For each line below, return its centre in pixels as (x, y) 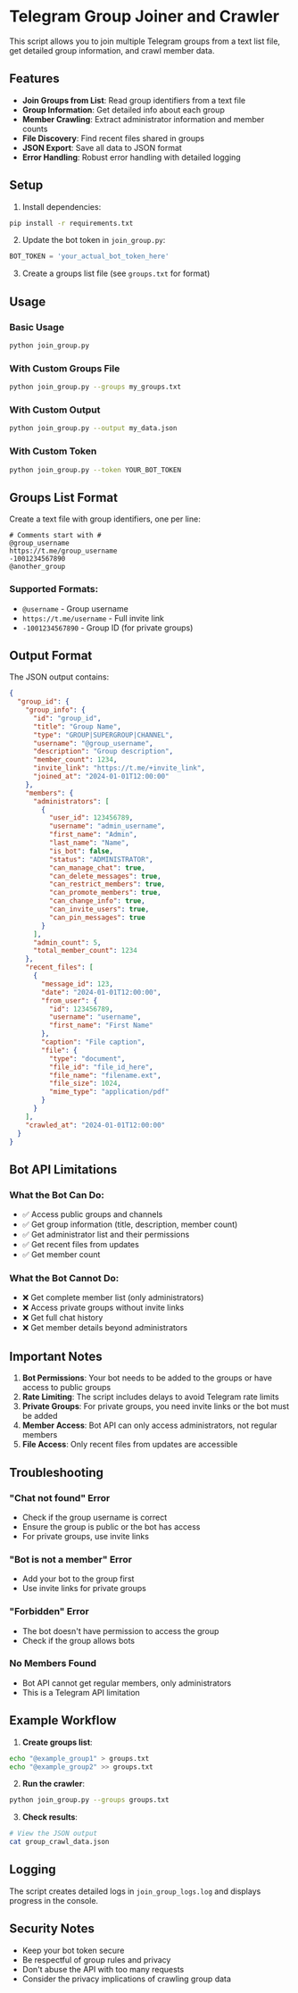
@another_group (37, 567)
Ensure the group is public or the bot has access (111, 1526)
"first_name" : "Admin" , (93, 835)
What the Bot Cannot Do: (64, 1279)
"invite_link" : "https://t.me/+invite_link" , (119, 768)
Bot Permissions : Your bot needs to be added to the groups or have (147, 1378)
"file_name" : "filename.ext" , (105, 1075)
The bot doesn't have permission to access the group (120, 1630)
